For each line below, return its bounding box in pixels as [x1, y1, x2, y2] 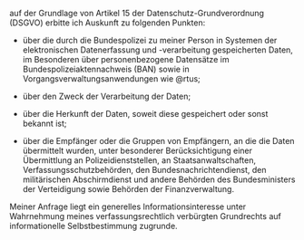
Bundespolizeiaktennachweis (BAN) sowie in [22, 63, 191, 74]
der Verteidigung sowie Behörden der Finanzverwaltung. [22, 184, 234, 194]
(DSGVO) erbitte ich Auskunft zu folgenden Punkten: [9, 17, 206, 28]
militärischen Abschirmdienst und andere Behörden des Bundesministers [22, 174, 296, 185]
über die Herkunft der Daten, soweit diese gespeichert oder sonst [22, 109, 269, 119]
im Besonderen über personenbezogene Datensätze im [22, 54, 230, 64]
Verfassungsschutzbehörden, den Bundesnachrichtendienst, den [22, 165, 267, 175]
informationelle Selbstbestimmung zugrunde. [9, 221, 179, 231]
